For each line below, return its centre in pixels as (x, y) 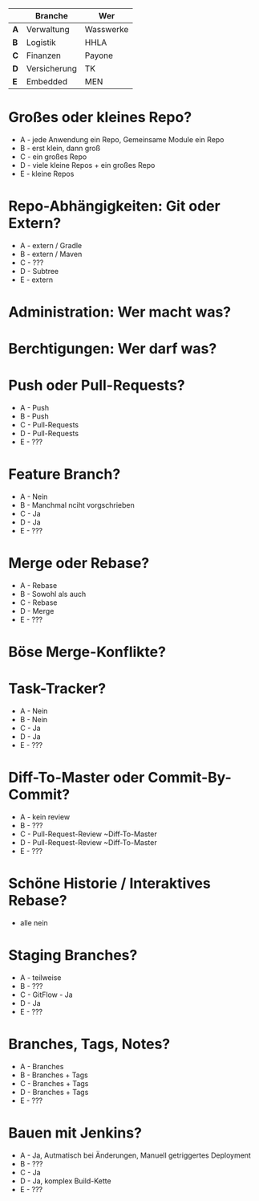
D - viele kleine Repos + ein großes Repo (87, 165)
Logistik (41, 42)
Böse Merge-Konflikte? (87, 652)
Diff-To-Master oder (77, 778)
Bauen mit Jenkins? (75, 1133)
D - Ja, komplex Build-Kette (65, 1181)
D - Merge (37, 611)
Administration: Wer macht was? (120, 312)
